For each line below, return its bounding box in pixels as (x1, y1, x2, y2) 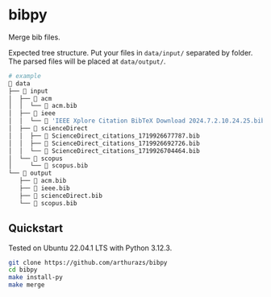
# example (8, 72, 42, 80)
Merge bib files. (8, 32, 60, 42)
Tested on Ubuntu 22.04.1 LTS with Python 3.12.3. (8, 243, 173, 253)
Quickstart (8, 221, 64, 235)
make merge (8, 281, 45, 289)
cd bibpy (8, 266, 38, 274)
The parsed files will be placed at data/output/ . (8, 56, 166, 66)
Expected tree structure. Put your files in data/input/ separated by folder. (8, 47, 253, 57)
